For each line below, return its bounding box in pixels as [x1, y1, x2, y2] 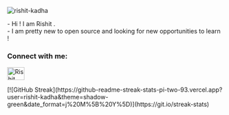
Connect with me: [7, 51, 68, 61]
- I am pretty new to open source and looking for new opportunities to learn [7, 27, 221, 35]
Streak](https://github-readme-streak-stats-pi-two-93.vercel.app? [34, 86, 223, 94]
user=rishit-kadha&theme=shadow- [7, 93, 109, 101]
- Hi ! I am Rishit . [7, 20, 56, 27]
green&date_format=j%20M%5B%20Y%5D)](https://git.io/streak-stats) [7, 100, 210, 109]
